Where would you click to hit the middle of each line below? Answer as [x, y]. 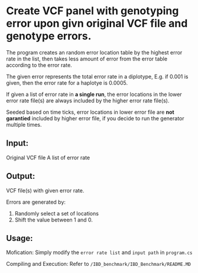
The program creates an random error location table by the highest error [94, 52]
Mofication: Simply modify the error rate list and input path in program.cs [99, 252]
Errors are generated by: [36, 202]
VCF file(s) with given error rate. [45, 190]
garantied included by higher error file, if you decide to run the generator [95, 118]
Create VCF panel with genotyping [92, 11]
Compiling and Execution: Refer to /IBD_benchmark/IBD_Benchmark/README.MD [98, 264]
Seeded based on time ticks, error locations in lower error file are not [90, 112]
